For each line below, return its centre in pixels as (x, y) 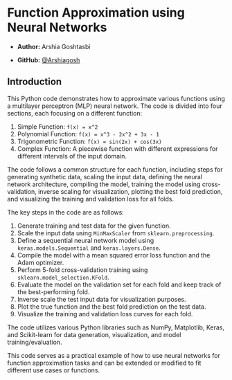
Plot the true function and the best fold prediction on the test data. (111, 307)
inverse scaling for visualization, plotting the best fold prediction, (130, 191)
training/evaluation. (35, 342)
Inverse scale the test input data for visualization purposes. (101, 299)
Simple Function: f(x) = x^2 (57, 127)
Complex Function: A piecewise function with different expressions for (117, 148)
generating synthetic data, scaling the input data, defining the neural (105, 177)
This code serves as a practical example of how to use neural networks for (114, 355)
